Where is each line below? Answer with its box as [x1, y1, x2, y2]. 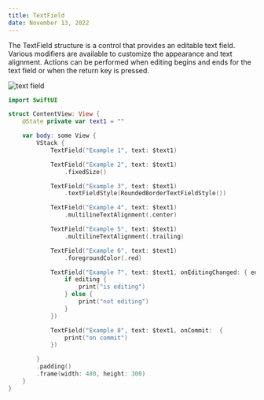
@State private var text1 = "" [22, 117, 125, 126]
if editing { [64, 276, 108, 283]
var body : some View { [22, 131, 97, 140]
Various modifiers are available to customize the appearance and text [8, 49, 233, 58]
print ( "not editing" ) [78, 298, 149, 306]
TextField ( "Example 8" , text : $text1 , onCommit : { [49, 326, 223, 335]
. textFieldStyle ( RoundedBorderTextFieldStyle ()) [64, 190, 226, 198]
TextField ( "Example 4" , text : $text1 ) [49, 204, 178, 212]
